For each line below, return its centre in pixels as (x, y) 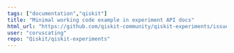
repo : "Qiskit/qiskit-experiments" (59, 39)
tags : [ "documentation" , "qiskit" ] (57, 13)
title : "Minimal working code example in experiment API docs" (101, 20)
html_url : (22, 26)
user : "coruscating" (37, 33)
